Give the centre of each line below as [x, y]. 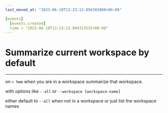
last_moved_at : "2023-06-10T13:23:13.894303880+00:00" [63, 10]
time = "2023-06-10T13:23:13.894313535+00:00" [59, 28]
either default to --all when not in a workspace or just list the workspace [81, 101]
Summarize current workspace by [77, 53]
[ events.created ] [28, 23]
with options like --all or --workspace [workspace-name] [63, 91]
